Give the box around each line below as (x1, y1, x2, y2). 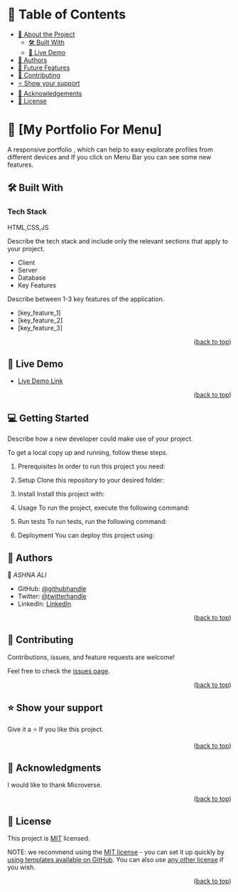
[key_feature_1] (17, 308, 61, 317)
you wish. (7, 863, 36, 871)
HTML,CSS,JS (7, 223, 49, 231)
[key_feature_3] (17, 323, 63, 332)
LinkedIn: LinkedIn (17, 599, 72, 608)
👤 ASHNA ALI (7, 571, 47, 579)
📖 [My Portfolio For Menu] (7, 122, 162, 138)
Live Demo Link (17, 377, 63, 385)
